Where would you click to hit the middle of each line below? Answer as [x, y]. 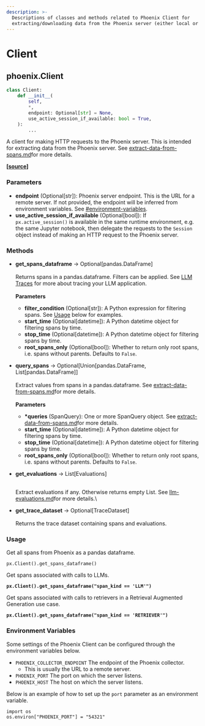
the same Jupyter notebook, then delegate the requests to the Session [104, 228]
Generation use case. [33, 604]
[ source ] [17, 166]
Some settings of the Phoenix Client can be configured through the [91, 644]
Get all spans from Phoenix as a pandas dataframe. [71, 553]
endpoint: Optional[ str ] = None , [71, 113]
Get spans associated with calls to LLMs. [58, 575]
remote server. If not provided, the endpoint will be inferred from [96, 202]
